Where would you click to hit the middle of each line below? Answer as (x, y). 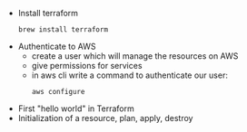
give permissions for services (87, 66)
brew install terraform (63, 30)
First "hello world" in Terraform (76, 108)
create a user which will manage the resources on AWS (135, 56)
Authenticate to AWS (57, 46)
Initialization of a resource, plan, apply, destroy (105, 118)
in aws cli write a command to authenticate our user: (130, 75)
